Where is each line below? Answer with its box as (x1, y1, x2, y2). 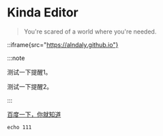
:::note (7, 53, 25, 62)
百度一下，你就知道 (7, 110, 61, 118)
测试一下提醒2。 (7, 82, 53, 90)
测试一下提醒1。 (7, 68, 52, 76)
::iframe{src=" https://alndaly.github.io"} (7, 40, 119, 49)
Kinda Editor (7, 5, 78, 21)
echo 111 (7, 124, 32, 131)
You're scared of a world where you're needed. (23, 27, 157, 36)
